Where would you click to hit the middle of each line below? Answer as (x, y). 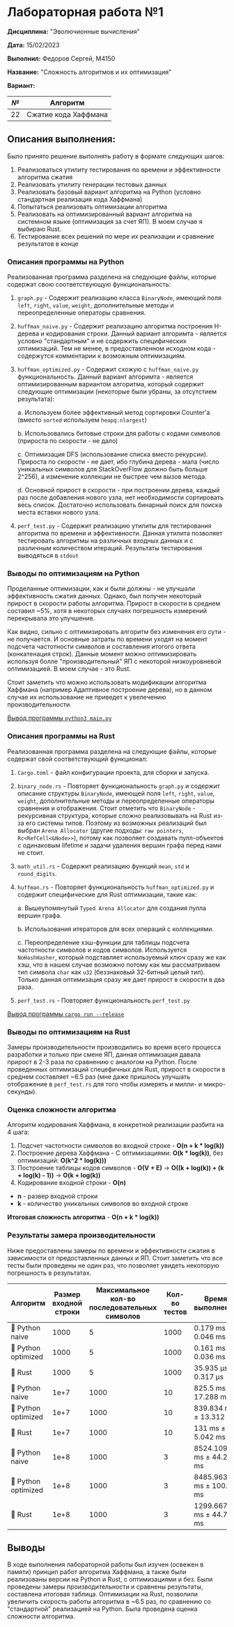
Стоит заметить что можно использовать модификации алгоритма (107, 682)
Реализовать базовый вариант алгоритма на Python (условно (109, 192)
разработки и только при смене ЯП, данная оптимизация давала (104, 1054)
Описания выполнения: (62, 139)
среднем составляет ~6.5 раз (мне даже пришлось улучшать (99, 1076)
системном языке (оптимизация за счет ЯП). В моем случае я (110, 221)
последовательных (123, 1307)
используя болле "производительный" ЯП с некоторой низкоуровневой (114, 661)
